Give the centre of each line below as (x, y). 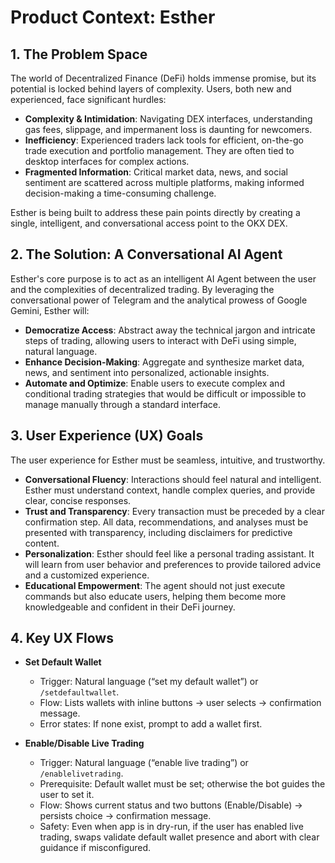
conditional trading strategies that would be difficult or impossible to (165, 393)
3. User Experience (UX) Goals (107, 436)
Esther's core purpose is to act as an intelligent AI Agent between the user (163, 278)
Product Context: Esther (113, 17)
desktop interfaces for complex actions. (107, 161)
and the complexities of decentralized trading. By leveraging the (142, 289)
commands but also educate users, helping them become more (155, 596)
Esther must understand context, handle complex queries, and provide (170, 490)
